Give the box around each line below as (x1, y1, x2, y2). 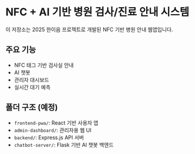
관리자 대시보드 (14, 76, 49, 83)
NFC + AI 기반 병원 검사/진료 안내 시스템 (5, 5, 190, 19)
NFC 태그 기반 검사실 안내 (14, 61, 74, 68)
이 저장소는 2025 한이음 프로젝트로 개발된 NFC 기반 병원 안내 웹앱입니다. (5, 26, 173, 33)
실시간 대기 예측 (14, 83, 51, 91)
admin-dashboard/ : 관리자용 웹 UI (14, 126, 92, 133)
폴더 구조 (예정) (5, 102, 58, 112)
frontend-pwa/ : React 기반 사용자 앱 (14, 119, 98, 126)
